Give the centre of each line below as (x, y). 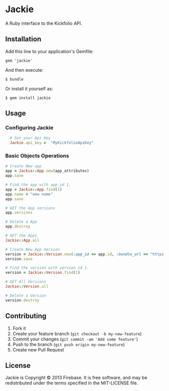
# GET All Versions (26, 282)
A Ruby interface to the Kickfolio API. (44, 23)
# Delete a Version (26, 296)
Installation (23, 39)
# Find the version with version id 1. (47, 268)
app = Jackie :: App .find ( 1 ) (34, 189)
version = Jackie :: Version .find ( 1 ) (43, 273)
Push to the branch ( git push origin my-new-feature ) (69, 344)
